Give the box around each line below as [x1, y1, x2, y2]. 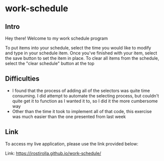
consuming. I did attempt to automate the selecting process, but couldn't [12, 92, 159, 98]
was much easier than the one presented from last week [12, 114, 126, 119]
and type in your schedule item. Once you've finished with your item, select [5, 50, 158, 56]
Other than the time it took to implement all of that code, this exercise [12, 108, 152, 114]
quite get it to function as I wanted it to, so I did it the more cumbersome [12, 98, 158, 104]
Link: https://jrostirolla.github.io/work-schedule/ [5, 150, 101, 156]
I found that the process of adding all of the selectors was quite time [12, 88, 150, 93]
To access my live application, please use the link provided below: [5, 140, 139, 147]
